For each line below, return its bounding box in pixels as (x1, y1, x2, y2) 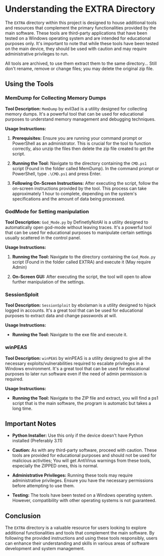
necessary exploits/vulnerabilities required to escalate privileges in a (5, 360, 143, 366)
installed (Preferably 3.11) (12, 438, 63, 444)
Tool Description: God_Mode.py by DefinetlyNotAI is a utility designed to (5, 219, 148, 225)
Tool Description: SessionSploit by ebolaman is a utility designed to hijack (5, 303, 156, 308)
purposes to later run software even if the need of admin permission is (5, 371, 147, 377)
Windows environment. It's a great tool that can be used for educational (5, 365, 150, 371)
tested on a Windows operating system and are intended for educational (5, 35, 151, 41)
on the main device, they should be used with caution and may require (5, 46, 147, 51)
